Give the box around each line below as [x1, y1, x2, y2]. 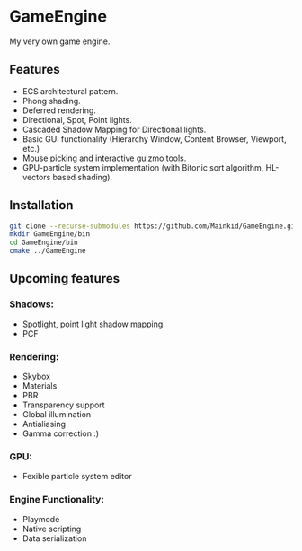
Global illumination [22, 409, 92, 420]
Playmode [22, 513, 60, 524]
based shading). [52, 171, 113, 182]
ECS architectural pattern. [22, 85, 119, 96]
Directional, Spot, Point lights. [22, 114, 132, 125]
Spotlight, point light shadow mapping [22, 319, 164, 329]
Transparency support [22, 399, 105, 410]
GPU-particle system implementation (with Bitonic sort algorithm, [22, 162, 264, 172]
